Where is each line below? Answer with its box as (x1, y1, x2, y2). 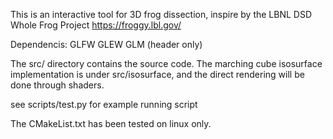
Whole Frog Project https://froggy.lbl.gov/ (10, 19, 182, 31)
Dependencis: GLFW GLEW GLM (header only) (10, 39, 203, 50)
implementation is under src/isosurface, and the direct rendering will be (10, 69, 305, 80)
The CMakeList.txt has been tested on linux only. (10, 118, 212, 129)
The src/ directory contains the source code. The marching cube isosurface (10, 58, 323, 69)
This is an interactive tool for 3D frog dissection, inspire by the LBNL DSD (10, 9, 313, 20)
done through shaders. (10, 79, 105, 91)
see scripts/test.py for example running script (10, 99, 198, 110)
